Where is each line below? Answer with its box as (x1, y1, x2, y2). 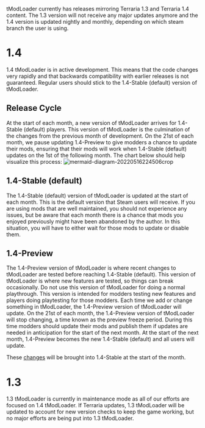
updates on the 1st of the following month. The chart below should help (6, 152, 185, 159)
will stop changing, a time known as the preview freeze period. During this (6, 316, 193, 323)
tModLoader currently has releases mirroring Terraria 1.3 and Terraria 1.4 (6, 5, 189, 12)
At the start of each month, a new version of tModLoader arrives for (6, 119, 177, 127)
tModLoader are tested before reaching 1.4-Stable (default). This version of (6, 271, 196, 278)
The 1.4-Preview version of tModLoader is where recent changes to (6, 264, 176, 272)
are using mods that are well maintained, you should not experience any (6, 205, 187, 212)
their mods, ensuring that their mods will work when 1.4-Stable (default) (6, 145, 187, 152)
